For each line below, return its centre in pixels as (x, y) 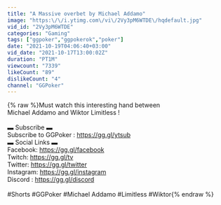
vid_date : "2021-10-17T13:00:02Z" (58, 53)
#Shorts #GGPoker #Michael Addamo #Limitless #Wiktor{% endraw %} (110, 195)
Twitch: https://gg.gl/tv (40, 157)
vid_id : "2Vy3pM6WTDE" (40, 27)
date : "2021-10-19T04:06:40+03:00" (59, 46)
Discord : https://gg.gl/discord (51, 180)
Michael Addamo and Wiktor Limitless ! (64, 113)
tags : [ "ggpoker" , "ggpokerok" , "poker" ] (66, 40)
